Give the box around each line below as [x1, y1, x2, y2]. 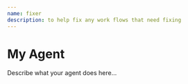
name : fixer [7, 10, 42, 17]
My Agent [7, 46, 65, 62]
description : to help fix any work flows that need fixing [7, 17, 182, 23]
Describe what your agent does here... [7, 69, 117, 77]
